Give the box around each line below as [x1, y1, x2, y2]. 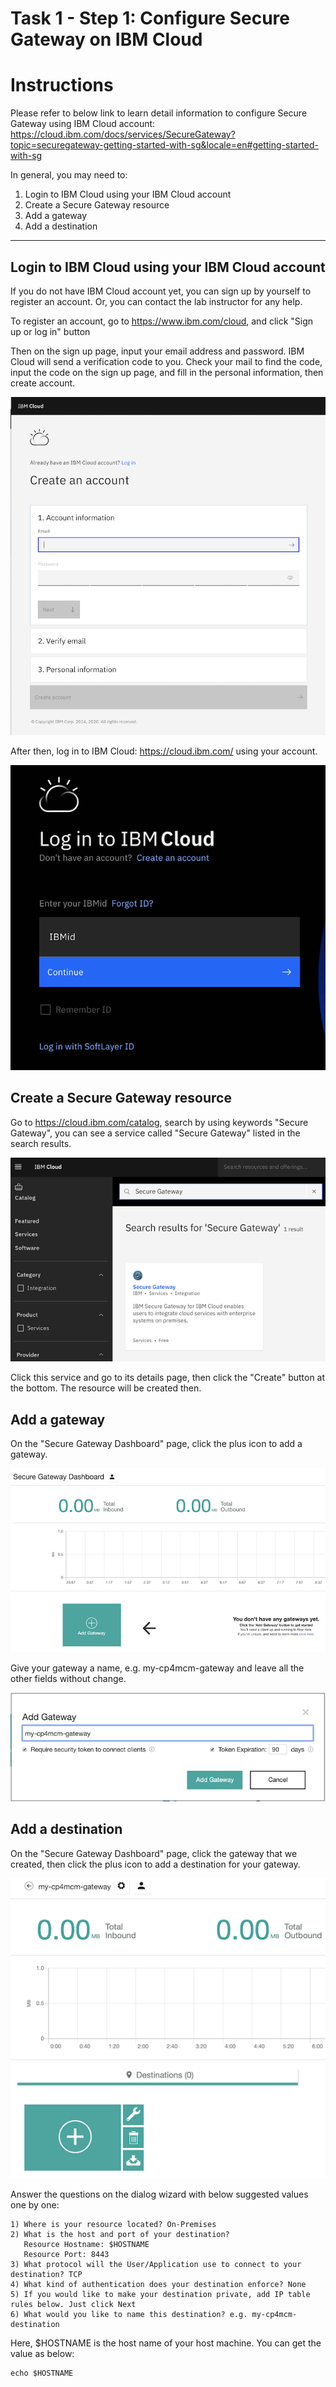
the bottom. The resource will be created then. [10, 1382, 202, 1394]
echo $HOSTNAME [10, 2368, 74, 2378]
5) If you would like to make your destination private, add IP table [10, 2289, 311, 2299]
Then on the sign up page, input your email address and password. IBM [10, 345, 305, 357]
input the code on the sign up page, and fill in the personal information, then [10, 366, 324, 378]
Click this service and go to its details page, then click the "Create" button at [10, 1372, 326, 1384]
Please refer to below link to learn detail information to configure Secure [10, 107, 308, 119]
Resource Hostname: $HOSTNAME [23, 2239, 150, 2249]
